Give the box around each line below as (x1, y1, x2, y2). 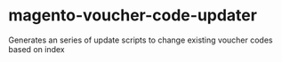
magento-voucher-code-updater (8, 5, 257, 26)
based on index (8, 43, 65, 54)
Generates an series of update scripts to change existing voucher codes (8, 35, 273, 45)
